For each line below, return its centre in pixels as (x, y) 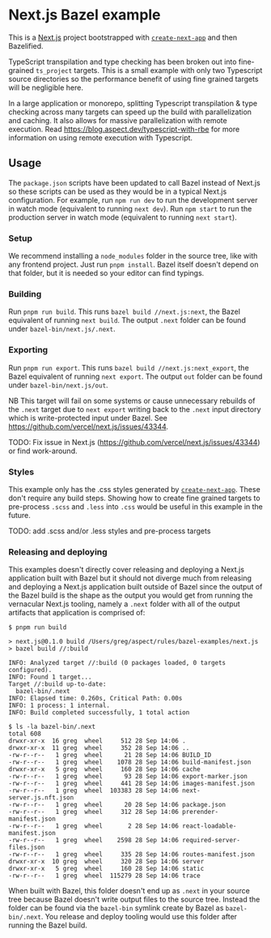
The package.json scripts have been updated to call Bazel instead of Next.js (134, 182)
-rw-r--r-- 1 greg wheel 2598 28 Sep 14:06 (94, 841)
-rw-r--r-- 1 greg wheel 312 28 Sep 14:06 (94, 812)
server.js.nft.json (41, 798)
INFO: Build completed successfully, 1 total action (99, 713)
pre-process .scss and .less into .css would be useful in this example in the (135, 506)
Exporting (28, 350)
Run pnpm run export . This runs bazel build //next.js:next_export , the (129, 367)
